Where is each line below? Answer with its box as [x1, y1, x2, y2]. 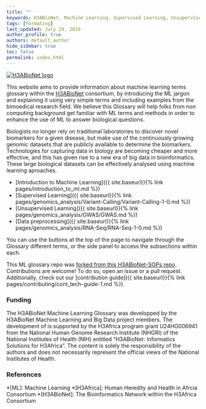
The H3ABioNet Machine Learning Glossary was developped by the [6, 309, 177, 317]
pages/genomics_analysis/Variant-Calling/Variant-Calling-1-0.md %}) [15, 198, 191, 205]
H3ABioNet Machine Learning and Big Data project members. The [6, 316, 173, 323]
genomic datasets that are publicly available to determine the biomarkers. [6, 140, 192, 148]
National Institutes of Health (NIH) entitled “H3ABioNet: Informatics [6, 335, 176, 343]
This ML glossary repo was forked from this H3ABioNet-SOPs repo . [6, 261, 177, 268]
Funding [6, 295, 32, 304]
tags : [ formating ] [6, 20, 53, 26]
